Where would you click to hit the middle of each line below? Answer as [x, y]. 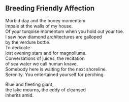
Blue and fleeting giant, [29, 84]
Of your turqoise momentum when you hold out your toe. [65, 31]
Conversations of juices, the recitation [45, 58]
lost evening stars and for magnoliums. [46, 53]
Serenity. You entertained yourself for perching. [55, 74]
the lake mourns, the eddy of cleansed [46, 90]
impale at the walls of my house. [39, 26]
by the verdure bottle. [28, 42]
